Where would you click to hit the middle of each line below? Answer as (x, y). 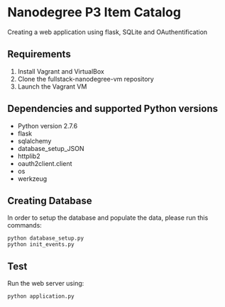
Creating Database (50, 200)
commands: (25, 225)
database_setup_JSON (51, 148)
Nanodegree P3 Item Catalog (94, 12)
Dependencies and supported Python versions (113, 109)
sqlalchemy (34, 141)
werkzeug (32, 179)
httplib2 (29, 156)
